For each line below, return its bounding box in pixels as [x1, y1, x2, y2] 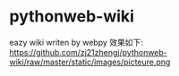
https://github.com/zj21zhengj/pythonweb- [9, 46, 168, 57]
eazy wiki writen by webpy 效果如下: [9, 37, 143, 47]
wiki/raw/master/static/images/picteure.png [9, 56, 171, 67]
